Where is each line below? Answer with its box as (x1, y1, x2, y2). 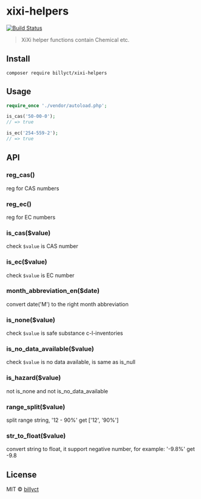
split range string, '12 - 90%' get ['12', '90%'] (6, 416, 119, 424)
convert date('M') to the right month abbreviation (6, 300, 129, 308)
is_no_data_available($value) (6, 345, 94, 353)
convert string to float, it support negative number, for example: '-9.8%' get (6, 446, 196, 453)
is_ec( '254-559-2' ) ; (6, 130, 59, 136)
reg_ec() (6, 199, 32, 208)
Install (6, 53, 30, 64)
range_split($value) (6, 402, 66, 411)
